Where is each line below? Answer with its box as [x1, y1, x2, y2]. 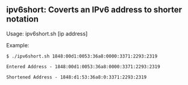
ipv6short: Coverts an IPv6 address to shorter [6, 5, 183, 15]
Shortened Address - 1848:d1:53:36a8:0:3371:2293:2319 [6, 74, 147, 80]
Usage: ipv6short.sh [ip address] [6, 30, 88, 37]
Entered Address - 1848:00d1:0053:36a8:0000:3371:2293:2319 [6, 63, 161, 69]
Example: [6, 41, 30, 48]
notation [6, 14, 39, 25]
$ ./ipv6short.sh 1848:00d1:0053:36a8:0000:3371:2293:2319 [6, 53, 158, 59]
